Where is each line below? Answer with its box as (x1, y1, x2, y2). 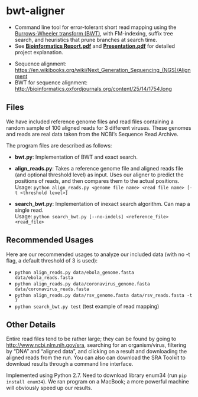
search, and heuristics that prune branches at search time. (14, 36, 158, 43)
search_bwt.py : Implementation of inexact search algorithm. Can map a (14, 200, 190, 207)
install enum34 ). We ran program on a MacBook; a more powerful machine (6, 378, 189, 385)
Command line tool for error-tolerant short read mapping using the (14, 24, 177, 31)
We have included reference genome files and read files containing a (6, 118, 174, 125)
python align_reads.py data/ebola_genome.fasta (14, 270, 134, 275)
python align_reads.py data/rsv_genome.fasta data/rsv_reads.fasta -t (14, 292, 193, 298)
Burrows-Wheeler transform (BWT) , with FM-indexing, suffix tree (14, 29, 173, 37)
